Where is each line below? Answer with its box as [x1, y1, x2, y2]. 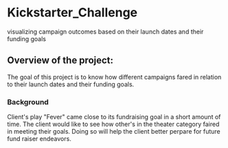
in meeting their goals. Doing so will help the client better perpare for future [7, 127, 221, 136]
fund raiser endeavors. [7, 135, 72, 143]
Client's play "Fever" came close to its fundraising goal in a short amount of [7, 113, 221, 121]
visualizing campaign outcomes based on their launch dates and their [7, 27, 204, 36]
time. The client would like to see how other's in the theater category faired [7, 120, 220, 128]
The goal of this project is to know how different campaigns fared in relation [7, 73, 222, 81]
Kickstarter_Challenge [7, 5, 138, 21]
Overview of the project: [7, 55, 114, 66]
